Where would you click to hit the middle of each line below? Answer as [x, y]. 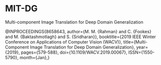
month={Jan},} [35, 57]
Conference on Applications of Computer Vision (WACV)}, [64, 42]
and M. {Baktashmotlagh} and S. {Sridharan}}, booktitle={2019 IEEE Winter [80, 37]
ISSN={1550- [141, 52]
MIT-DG [21, 9]
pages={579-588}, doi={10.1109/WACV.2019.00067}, [74, 52]
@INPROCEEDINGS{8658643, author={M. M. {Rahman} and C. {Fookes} [78, 31]
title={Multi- [135, 42]
